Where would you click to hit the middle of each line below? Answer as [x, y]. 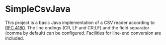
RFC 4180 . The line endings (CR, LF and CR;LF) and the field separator [77, 27]
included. [15, 38]
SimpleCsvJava [38, 9]
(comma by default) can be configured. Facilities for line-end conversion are [83, 33]
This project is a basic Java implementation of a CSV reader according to [80, 22]
